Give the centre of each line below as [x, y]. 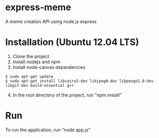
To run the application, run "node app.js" [48, 130]
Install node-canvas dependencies [49, 67]
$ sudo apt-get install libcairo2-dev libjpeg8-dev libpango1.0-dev [79, 81]
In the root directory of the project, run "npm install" [67, 95]
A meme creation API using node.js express [51, 21]
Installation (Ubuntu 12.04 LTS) [72, 42]
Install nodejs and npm [36, 62]
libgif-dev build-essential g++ [39, 85]
